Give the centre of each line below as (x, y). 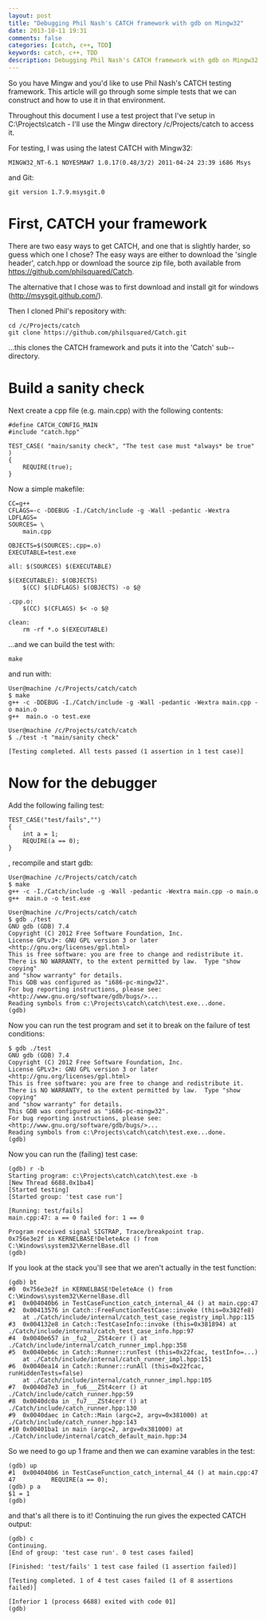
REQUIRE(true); (48, 467)
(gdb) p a (25, 1487)
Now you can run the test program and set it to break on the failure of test (130, 1025)
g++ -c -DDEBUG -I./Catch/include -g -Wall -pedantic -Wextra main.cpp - (133, 702)
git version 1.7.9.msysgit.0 (57, 192)
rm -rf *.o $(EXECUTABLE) (66, 629)
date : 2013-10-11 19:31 (48, 30)
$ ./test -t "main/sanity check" (64, 737)
